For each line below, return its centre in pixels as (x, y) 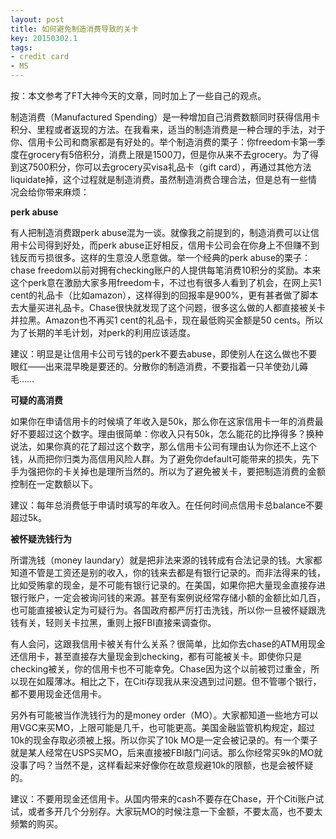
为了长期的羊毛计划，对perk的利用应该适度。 (103, 332)
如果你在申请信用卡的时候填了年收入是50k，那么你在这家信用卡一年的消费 (162, 421)
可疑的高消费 (36, 400)
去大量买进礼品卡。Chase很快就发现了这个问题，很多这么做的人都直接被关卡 (168, 307)
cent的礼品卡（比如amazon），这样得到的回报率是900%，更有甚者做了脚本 (164, 295)
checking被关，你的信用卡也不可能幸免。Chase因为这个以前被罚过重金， (161, 669)
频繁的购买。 (36, 824)
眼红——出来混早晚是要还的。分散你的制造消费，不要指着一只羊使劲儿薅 (159, 366)
